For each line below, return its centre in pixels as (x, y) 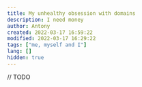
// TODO (19, 77)
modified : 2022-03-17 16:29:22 (52, 39)
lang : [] (19, 52)
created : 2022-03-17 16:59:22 (50, 32)
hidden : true (26, 58)
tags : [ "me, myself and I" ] (47, 45)
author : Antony (29, 26)
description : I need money (45, 20)
